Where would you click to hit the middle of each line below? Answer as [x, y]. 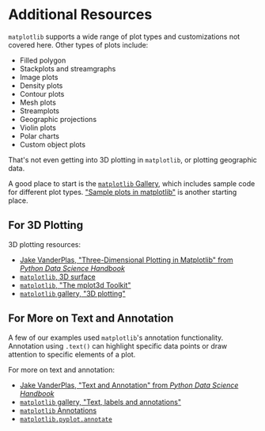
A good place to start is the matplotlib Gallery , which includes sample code [132, 183]
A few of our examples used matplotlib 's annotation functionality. [116, 338]
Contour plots [42, 93]
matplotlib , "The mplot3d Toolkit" [75, 285]
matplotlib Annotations [58, 410]
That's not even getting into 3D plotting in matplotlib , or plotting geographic [132, 159]
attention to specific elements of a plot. [72, 354]
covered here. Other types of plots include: [78, 44]
